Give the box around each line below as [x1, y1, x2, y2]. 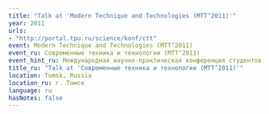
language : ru [8, 86, 53, 95]
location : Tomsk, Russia [8, 71, 92, 79]
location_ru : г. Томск [8, 79, 85, 87]
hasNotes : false [8, 94, 63, 102]
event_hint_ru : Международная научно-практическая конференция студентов [8, 57, 263, 65]
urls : [8, 26, 27, 35]
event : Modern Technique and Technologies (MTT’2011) [8, 42, 194, 50]
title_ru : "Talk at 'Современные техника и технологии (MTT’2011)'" [8, 64, 244, 72]
